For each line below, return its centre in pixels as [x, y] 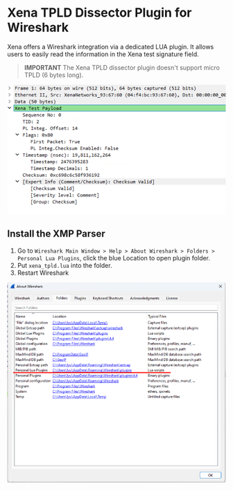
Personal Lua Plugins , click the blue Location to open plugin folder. [113, 257]
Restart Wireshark [43, 273]
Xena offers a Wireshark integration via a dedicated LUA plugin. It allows [111, 47]
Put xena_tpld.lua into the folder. [64, 265]
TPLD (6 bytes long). [54, 75]
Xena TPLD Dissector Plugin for [100, 13]
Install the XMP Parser [56, 234]
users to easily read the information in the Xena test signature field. [103, 54]
